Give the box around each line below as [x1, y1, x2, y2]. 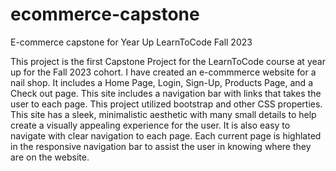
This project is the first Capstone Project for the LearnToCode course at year [10, 55, 326, 67]
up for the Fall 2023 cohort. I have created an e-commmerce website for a [10, 66, 317, 78]
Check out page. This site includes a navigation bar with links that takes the [10, 87, 322, 99]
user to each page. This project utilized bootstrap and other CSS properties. [10, 98, 323, 110]
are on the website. [10, 151, 90, 163]
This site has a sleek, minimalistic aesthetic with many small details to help [10, 108, 317, 120]
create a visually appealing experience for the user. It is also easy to [10, 119, 291, 131]
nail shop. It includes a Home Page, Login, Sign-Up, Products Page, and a [10, 76, 313, 88]
